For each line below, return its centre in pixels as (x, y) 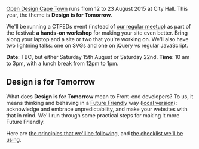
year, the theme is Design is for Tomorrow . (59, 15)
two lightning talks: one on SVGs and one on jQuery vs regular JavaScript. (97, 45)
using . (14, 139)
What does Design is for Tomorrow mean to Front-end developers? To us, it (100, 96)
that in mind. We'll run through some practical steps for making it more (93, 115)
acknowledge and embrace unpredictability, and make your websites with (97, 109)
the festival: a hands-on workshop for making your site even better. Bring (97, 33)
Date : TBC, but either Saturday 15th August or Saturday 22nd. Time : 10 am (98, 57)
